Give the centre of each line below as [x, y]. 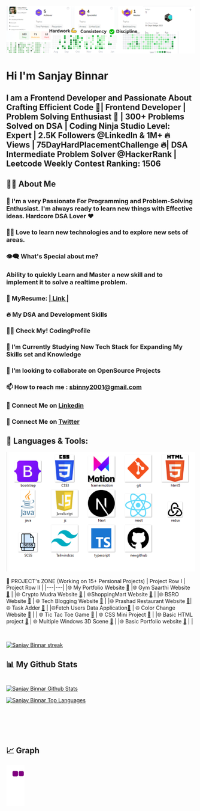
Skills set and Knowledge [44, 354]
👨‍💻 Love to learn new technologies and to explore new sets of [97, 233]
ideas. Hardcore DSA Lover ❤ [50, 216]
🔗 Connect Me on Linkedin [45, 405]
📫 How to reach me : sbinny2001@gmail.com [74, 387]
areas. [16, 240]
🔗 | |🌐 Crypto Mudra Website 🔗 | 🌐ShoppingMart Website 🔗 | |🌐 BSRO [93, 594]
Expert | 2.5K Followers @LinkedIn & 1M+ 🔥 [88, 136]
